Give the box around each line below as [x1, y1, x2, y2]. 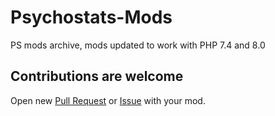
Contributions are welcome [10, 68, 184, 85]
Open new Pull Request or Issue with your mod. [10, 94, 206, 106]
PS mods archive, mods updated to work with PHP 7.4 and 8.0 [10, 39, 266, 51]
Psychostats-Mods [10, 6, 173, 29]
